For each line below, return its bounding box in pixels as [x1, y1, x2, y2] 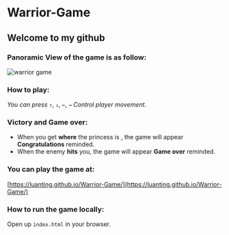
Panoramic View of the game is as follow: [7, 53, 147, 62]
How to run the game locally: [7, 204, 105, 214]
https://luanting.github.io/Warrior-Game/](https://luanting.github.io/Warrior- [9, 180, 222, 189]
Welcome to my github [7, 32, 105, 44]
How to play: [7, 85, 50, 94]
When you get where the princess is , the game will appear [16, 133, 184, 141]
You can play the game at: [7, 165, 95, 174]
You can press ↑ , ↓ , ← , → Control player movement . [7, 100, 147, 109]
